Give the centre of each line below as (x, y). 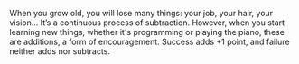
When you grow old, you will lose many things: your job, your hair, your (141, 13)
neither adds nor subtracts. (60, 51)
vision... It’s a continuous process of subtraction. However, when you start (147, 23)
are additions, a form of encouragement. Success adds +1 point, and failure (150, 41)
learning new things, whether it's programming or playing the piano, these (147, 32)
